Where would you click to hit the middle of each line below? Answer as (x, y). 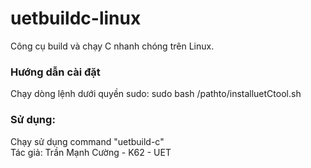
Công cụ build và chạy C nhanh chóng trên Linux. (112, 46)
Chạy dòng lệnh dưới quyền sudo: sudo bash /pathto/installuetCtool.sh (156, 94)
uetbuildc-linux (76, 18)
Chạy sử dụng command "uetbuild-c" (87, 141)
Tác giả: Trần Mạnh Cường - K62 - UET (91, 152)
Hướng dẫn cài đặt (55, 72)
